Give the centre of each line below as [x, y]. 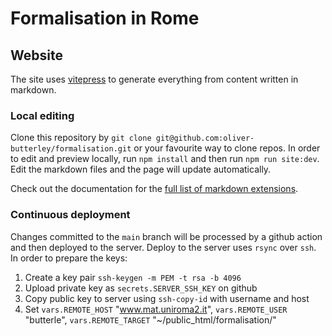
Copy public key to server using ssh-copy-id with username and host [167, 298]
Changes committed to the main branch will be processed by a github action [166, 236]
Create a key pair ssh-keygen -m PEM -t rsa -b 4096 [133, 277]
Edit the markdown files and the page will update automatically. [141, 169]
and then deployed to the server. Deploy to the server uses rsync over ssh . [163, 247]
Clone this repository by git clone [81, 138]
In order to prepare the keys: [69, 258]
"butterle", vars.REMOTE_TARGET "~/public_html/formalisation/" [150, 319]
